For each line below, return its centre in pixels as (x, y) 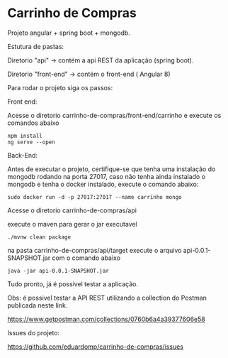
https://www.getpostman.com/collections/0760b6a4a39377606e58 (106, 319)
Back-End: (22, 155)
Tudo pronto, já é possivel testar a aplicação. (73, 284)
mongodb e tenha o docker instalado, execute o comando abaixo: (103, 184)
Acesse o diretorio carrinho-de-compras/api (72, 210)
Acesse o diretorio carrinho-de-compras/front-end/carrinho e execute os (114, 115)
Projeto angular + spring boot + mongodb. (69, 33)
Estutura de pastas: (36, 46)
